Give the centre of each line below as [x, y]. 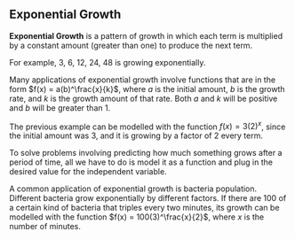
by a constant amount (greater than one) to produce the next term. [131, 45]
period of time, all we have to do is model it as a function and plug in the [141, 162]
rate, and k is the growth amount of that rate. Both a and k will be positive [144, 98]
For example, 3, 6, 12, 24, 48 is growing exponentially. [108, 62]
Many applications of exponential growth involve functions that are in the [143, 80]
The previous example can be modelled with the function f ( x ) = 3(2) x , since [147, 126]
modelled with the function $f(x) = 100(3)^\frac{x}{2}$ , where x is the [137, 217]
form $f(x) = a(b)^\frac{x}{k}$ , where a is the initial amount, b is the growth [147, 89]
